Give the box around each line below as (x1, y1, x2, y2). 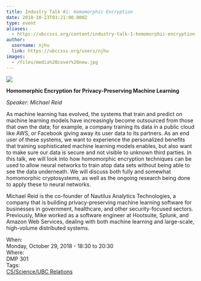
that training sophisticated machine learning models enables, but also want (6, 142, 193, 149)
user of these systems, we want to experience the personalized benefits (6, 136, 185, 143)
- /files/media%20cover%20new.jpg (11, 59, 98, 65)
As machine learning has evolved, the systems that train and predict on (6, 110, 182, 117)
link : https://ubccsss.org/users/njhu (11, 48, 110, 54)
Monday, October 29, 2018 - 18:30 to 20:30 (6, 242, 114, 250)
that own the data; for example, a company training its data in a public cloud (6, 123, 194, 130)
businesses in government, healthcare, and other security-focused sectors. (6, 205, 194, 212)
